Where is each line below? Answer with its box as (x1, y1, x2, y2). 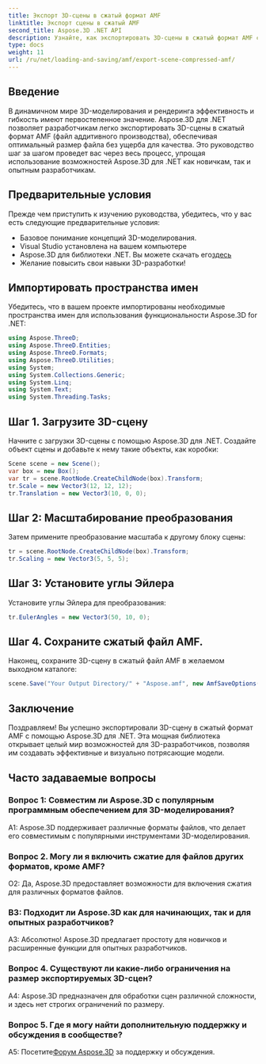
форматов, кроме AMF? (8, 860, 105, 871)
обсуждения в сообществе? (8, 1029, 123, 1040)
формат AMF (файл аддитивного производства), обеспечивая (8, 132, 218, 141)
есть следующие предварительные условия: (8, 217, 161, 227)
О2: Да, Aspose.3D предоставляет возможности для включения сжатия (8, 879, 252, 888)
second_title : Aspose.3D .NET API (8, 26, 123, 34)
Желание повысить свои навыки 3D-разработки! (19, 258, 186, 268)
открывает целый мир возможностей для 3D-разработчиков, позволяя (8, 740, 250, 749)
